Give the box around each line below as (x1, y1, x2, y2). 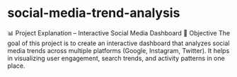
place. (7, 61, 26, 70)
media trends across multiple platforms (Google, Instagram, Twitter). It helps (7, 46, 230, 54)
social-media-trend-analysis (7, 5, 180, 21)
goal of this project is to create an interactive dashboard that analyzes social (7, 39, 230, 47)
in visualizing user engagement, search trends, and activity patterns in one (7, 54, 225, 62)
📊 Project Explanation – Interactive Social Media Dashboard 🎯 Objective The (7, 28, 231, 37)
